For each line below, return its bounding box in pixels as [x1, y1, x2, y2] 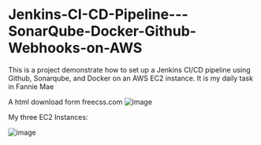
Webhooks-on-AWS [8, 39, 143, 57]
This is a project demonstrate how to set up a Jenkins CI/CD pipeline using [8, 65, 251, 74]
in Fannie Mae [8, 81, 54, 91]
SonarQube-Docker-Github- [8, 22, 197, 40]
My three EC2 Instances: [8, 112, 88, 121]
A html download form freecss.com [8, 97, 123, 106]
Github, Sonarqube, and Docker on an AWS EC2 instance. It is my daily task [8, 73, 254, 83]
